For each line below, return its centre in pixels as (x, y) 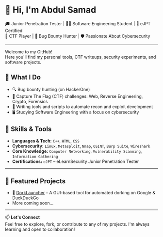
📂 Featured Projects (35, 181)
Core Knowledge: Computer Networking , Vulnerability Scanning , (77, 151)
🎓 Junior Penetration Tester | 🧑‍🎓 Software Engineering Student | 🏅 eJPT (78, 23)
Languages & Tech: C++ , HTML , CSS (46, 141)
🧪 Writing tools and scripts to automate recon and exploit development (82, 107)
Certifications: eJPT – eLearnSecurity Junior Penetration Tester (75, 161)
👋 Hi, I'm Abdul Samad (51, 10)
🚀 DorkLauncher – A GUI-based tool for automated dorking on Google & (84, 193)
